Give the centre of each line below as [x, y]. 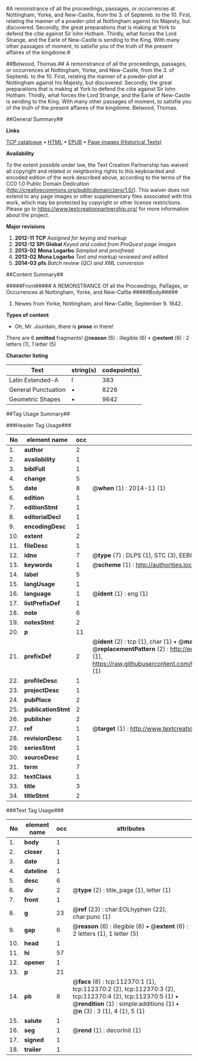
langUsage [40, 584]
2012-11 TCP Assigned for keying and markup [70, 238]
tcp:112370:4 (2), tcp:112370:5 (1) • [126, 996]
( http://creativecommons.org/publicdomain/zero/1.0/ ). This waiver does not [98, 190]
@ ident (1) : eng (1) [120, 594]
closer [33, 852]
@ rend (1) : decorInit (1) [107, 1030]
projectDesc [42, 690]
